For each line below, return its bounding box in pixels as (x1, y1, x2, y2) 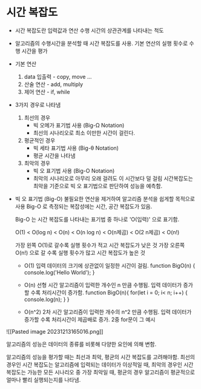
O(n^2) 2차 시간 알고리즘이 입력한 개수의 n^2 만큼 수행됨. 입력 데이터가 (24, 308, 192, 316)
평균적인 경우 (24, 137, 56, 144)
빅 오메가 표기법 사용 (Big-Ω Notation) (33, 121, 125, 129)
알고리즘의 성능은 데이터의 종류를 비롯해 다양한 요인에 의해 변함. (6, 340, 157, 348)
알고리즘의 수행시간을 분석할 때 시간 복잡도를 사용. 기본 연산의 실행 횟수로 (15, 39, 188, 47)
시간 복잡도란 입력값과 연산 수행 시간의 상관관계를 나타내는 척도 (15, 27, 164, 34)
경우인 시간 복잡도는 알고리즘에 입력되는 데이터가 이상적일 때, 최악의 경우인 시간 (6, 360, 194, 368)
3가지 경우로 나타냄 (15, 101, 61, 108)
